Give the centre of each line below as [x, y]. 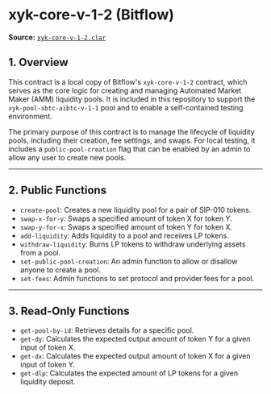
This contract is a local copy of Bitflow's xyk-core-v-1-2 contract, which [128, 81]
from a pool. [40, 252]
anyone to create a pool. [60, 270]
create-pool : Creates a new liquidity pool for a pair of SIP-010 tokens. [135, 209]
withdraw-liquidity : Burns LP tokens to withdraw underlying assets [133, 244]
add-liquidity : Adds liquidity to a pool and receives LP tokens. [125, 235]
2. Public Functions [58, 191]
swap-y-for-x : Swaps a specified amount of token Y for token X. [126, 226]
